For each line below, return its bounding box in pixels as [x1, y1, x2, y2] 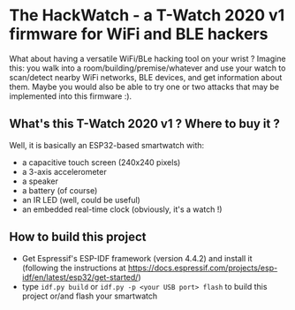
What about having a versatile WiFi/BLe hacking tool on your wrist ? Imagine [9, 53, 286, 64]
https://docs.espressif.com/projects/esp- [127, 262, 278, 273]
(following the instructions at [21, 262, 126, 273]
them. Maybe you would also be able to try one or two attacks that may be [9, 81, 280, 92]
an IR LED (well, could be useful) [21, 194, 141, 205]
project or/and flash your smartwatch [21, 291, 158, 301]
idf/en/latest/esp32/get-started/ [21, 271, 139, 283]
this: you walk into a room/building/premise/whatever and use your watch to [9, 63, 286, 73]
